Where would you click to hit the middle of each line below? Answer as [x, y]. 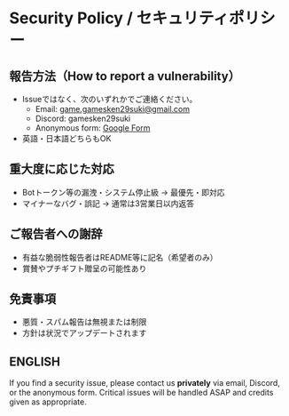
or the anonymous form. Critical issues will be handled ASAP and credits [141, 393]
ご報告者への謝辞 [56, 234]
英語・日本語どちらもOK [66, 138]
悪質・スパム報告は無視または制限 [84, 322]
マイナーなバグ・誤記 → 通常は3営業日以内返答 [108, 203]
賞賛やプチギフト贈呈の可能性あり [84, 268]
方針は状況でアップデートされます [84, 333]
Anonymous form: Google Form [93, 128]
